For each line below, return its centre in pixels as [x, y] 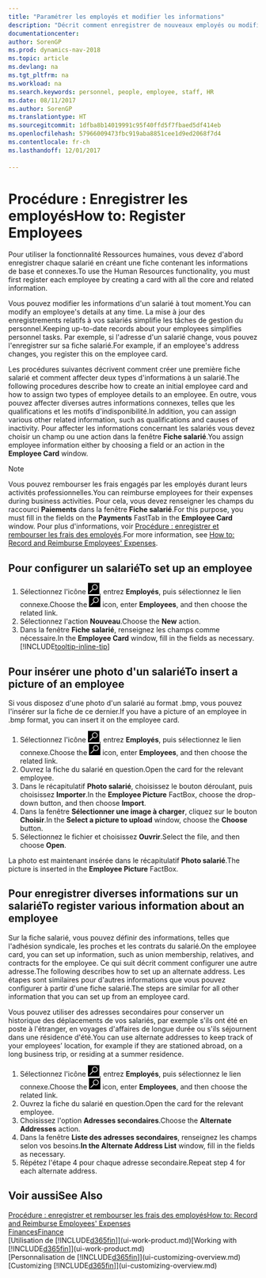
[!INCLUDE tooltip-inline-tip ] [65, 647]
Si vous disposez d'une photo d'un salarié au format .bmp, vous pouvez [125, 703]
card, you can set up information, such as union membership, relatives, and [131, 954]
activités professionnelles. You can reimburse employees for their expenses [131, 493]
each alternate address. [58, 1171]
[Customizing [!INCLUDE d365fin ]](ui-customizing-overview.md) [113, 1265]
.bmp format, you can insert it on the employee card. [94, 720]
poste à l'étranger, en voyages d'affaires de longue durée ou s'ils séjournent [133, 1028]
